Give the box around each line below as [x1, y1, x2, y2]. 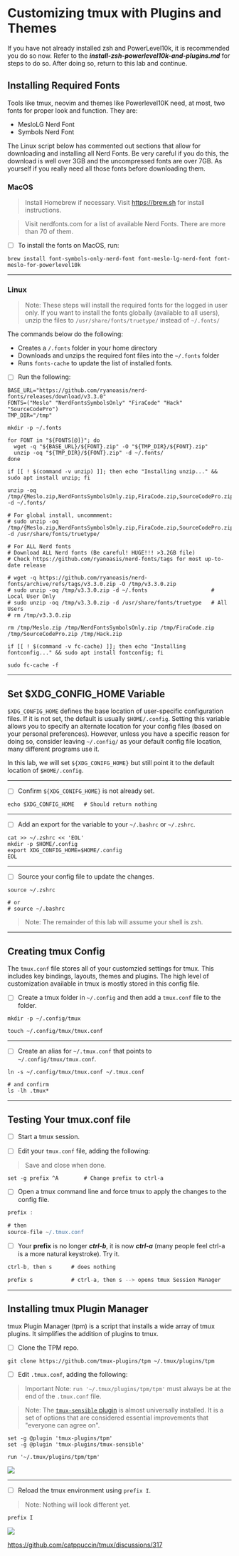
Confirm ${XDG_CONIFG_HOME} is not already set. [17, 787, 155, 795]
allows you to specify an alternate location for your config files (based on [7, 722, 222, 731]
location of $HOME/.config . [7, 766, 84, 775]
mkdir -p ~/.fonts [7, 425, 62, 432]
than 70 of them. [24, 227, 74, 236]
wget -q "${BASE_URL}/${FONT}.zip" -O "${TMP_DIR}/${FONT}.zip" [14, 443, 208, 450]
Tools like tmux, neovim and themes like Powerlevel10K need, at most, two [7, 98, 225, 107]
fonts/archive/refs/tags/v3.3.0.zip [7, 580, 116, 588]
